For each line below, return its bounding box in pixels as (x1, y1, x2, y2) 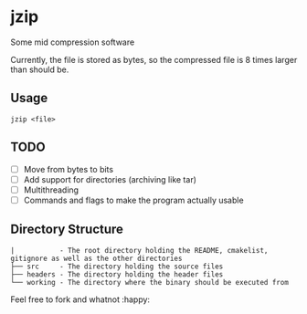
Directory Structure (10, 222, 124, 237)
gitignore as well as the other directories (10, 254, 183, 263)
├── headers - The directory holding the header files (10, 269, 224, 279)
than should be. (10, 64, 69, 75)
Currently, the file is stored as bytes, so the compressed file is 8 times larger (10, 54, 298, 65)
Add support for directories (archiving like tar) (23, 173, 197, 184)
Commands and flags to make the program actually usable (23, 194, 245, 205)
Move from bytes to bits (23, 163, 113, 174)
